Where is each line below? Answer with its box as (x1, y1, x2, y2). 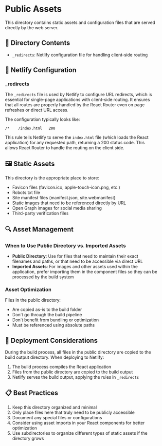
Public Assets (5, 3, 62, 15)
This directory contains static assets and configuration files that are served (5, 19, 156, 25)
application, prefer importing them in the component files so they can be (12, 269, 158, 274)
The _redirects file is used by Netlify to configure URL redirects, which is (5, 92, 152, 97)
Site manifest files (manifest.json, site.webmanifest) (12, 195, 116, 201)
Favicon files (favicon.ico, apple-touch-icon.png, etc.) (12, 184, 121, 191)
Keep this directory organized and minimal (12, 404, 97, 410)
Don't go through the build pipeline (12, 312, 82, 318)
